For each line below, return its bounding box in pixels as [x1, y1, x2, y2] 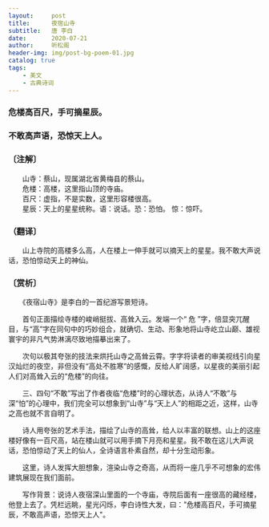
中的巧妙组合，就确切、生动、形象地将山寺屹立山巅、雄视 [70, 324, 260, 334]
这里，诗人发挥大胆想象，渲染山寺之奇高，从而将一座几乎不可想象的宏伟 [22, 463, 261, 472]
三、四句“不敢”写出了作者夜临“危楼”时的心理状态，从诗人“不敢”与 [22, 388, 238, 398]
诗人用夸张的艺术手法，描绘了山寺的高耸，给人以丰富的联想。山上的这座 [22, 426, 261, 436]
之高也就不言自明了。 [8, 408, 78, 418]
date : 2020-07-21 [8, 34, 88, 43]
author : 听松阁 [8, 42, 70, 50]
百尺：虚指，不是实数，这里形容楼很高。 [22, 193, 156, 203]
